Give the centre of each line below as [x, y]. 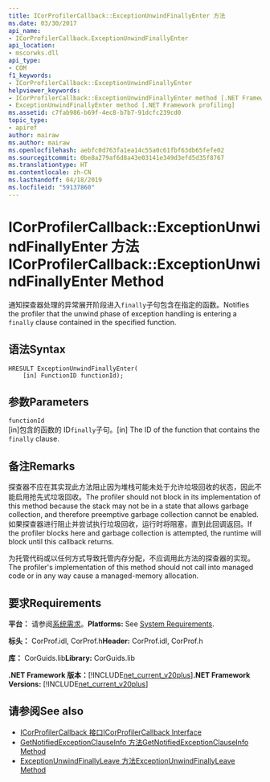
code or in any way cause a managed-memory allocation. [104, 576]
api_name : [25, 31]
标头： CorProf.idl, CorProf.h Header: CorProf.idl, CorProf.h [106, 641]
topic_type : [28, 120]
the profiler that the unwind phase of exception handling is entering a [123, 313]
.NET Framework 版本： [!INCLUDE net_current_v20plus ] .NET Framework [129, 674]
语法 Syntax [37, 350]
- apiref [23, 128]
